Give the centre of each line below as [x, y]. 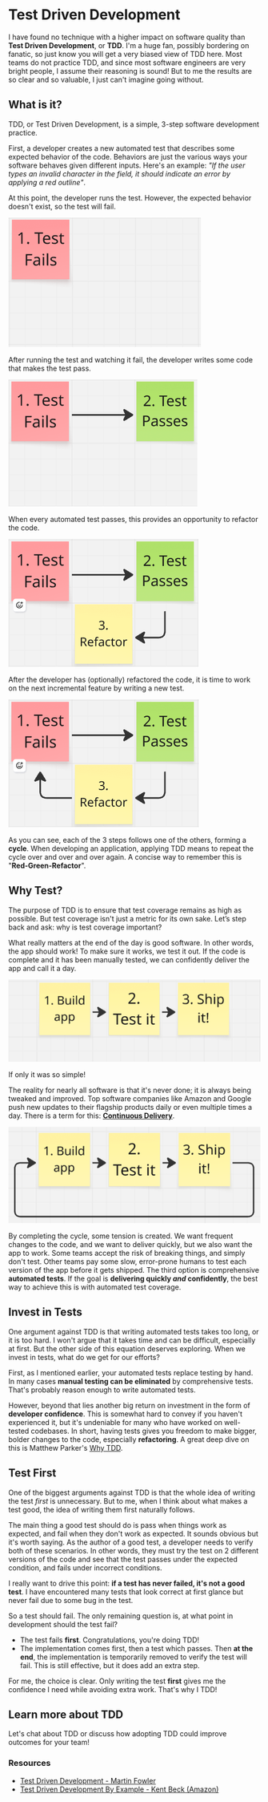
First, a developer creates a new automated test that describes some [122, 148]
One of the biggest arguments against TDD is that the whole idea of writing [132, 1492]
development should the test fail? [63, 1624]
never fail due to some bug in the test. [71, 1600]
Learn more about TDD [66, 1715]
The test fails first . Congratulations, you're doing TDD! [110, 1640]
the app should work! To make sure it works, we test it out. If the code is [127, 951]
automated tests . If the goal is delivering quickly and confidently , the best [133, 1279]
